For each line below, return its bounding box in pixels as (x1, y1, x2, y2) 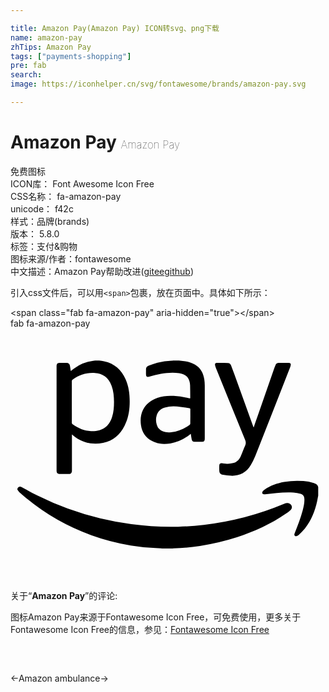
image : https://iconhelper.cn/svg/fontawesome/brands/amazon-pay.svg (10, 79, 307, 90)
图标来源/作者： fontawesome (10, 252, 132, 265)
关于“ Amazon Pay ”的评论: (10, 590, 118, 601)
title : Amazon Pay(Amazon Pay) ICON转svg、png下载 (10, 23, 220, 33)
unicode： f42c (10, 202, 74, 215)
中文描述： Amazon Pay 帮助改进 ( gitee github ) (10, 265, 195, 277)
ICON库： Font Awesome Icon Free (10, 177, 155, 190)
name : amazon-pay (10, 32, 83, 43)
